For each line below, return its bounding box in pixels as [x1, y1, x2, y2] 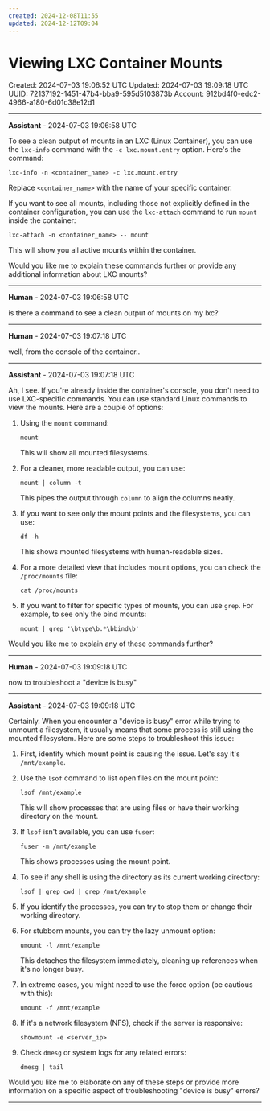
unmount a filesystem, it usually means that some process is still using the [8, 725, 255, 734]
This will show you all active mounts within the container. [8, 245, 197, 255]
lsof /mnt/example [19, 789, 82, 797]
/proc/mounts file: [19, 571, 78, 581]
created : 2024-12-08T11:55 [8, 11, 99, 20]
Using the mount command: [19, 418, 110, 428]
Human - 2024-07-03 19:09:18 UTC [8, 662, 128, 672]
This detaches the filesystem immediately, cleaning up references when [19, 956, 259, 965]
